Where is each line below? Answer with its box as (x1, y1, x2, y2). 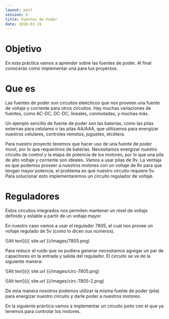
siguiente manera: (5, 258, 43, 264)
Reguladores (5, 191, 60, 202)
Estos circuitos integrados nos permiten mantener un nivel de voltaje (5, 208, 148, 214)
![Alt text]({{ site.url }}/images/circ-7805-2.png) (5, 278, 104, 284)
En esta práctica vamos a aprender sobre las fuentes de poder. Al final (5, 60, 152, 66)
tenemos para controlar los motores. (5, 308, 81, 314)
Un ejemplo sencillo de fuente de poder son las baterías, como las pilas (5, 120, 154, 126)
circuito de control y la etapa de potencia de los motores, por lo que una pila (5, 152, 164, 158)
